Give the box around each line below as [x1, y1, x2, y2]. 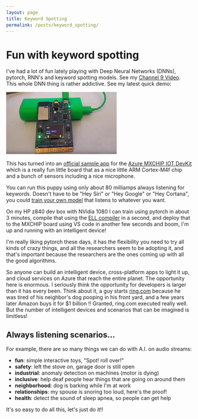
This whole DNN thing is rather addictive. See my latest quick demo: [6, 80, 172, 87]
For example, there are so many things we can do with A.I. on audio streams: [6, 346, 192, 353]
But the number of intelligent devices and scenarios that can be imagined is [6, 306, 190, 313]
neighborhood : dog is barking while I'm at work [14, 382, 131, 389]
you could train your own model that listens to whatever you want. [6, 197, 166, 204]
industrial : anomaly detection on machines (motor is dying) [14, 369, 159, 376]
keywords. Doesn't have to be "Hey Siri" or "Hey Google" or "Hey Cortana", [6, 190, 190, 197]
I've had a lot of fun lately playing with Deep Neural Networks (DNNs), [6, 68, 176, 75]
